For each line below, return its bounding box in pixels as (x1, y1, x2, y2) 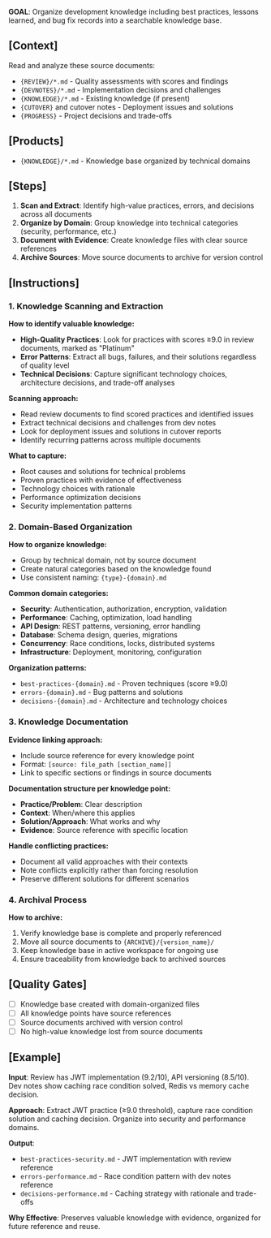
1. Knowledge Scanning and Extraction (8, 300, 164, 312)
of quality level (19, 360, 70, 370)
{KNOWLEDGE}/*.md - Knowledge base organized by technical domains (19, 156, 251, 166)
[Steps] (8, 179, 47, 193)
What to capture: (8, 451, 67, 461)
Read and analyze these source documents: (8, 60, 156, 70)
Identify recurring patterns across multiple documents (19, 435, 201, 445)
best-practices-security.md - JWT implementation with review (19, 1154, 232, 1163)
